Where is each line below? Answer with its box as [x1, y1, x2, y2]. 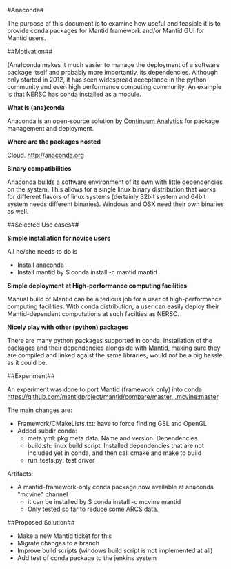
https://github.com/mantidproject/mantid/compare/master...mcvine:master [7, 393, 219, 400]
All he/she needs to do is [7, 248, 78, 255]
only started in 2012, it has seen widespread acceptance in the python [7, 75, 207, 84]
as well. [7, 207, 29, 215]
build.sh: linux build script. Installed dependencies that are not [27, 442, 205, 449]
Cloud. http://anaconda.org [7, 151, 85, 159]
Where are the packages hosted [7, 138, 101, 146]
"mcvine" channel [17, 490, 68, 498]
